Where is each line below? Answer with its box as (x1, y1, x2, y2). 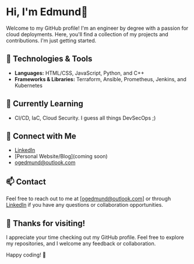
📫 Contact (6, 176, 47, 186)
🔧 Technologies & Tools (6, 54, 93, 64)
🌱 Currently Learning (6, 99, 83, 109)
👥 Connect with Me (6, 131, 77, 141)
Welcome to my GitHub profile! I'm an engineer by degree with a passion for (6, 25, 189, 32)
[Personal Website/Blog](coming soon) (14, 153, 108, 160)
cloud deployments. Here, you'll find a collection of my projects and (6, 30, 169, 37)
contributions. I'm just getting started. (6, 37, 97, 44)
